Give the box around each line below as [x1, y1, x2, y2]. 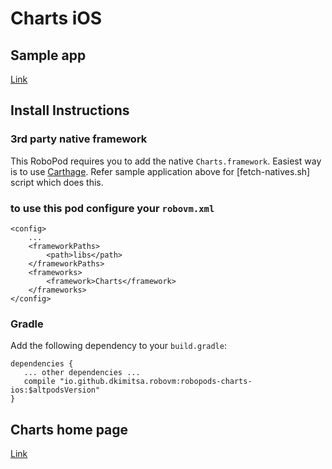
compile [23, 377, 56, 387]
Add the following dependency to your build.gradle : [10, 340, 227, 352]
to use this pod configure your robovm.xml [10, 201, 215, 215]
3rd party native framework [10, 132, 148, 146]
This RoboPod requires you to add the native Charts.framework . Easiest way [10, 155, 322, 167]
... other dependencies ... [23, 368, 141, 378]
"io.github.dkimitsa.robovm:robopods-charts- [59, 377, 253, 387]
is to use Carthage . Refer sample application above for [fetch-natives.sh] [10, 165, 311, 177]
